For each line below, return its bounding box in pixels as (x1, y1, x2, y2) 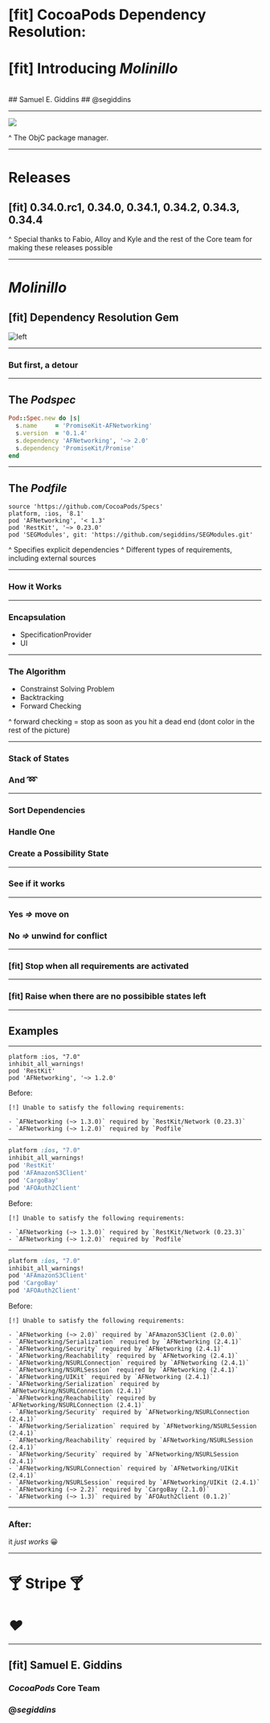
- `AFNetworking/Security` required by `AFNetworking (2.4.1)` (8, 1345, 225, 1353)
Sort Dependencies (8, 805, 86, 816)
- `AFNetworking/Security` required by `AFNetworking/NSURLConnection (8, 1409, 250, 1417)
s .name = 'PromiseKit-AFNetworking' (15, 422, 153, 430)
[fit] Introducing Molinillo (8, 59, 178, 78)
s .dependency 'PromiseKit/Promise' (15, 444, 135, 452)
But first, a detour (8, 359, 79, 371)
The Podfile (8, 481, 67, 495)
